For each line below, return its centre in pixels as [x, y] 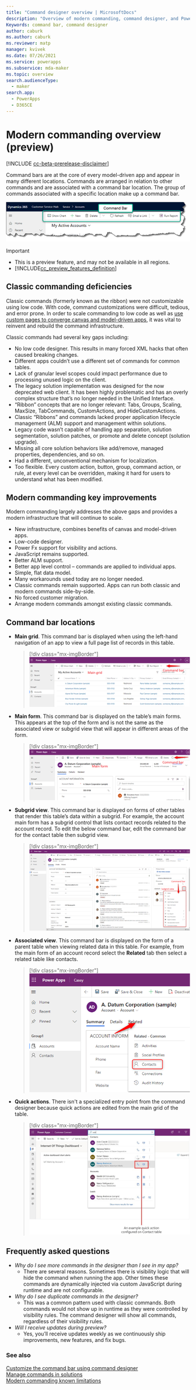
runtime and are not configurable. [63, 1290]
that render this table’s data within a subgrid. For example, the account [99, 816]
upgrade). [27, 442]
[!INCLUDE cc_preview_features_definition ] [66, 268]
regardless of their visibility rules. [63, 1321]
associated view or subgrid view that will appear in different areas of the [101, 729]
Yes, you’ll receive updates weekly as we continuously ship [94, 1334]
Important [18, 251]
